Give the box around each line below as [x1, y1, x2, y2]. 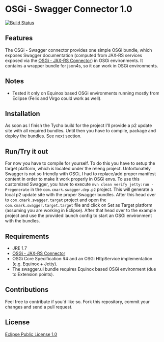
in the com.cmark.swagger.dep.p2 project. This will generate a [30, 187, 153, 192]
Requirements [5, 232, 49, 241]
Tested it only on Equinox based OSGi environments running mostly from [12, 90, 160, 96]
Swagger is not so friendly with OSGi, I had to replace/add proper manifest [5, 171, 156, 177]
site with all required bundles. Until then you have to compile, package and [5, 128, 156, 134]
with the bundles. [5, 218, 40, 224]
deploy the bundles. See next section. [5, 133, 82, 139]
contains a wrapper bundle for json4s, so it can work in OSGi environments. [5, 62, 158, 68]
